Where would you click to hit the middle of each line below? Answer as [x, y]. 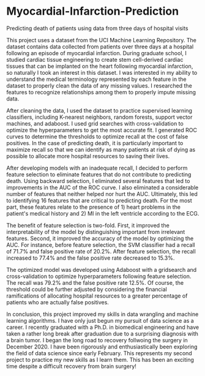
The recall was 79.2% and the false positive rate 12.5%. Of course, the [95, 282]
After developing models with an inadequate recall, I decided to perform [97, 168]
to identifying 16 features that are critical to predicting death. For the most [99, 200]
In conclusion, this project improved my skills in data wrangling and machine [102, 314]
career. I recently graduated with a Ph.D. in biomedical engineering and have [103, 327]
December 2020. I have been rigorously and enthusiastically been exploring [102, 347]
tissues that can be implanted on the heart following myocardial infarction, [100, 66]
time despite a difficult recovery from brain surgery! [71, 366]
